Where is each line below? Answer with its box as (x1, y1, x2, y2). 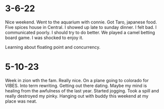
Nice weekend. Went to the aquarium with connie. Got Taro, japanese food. (5, 19, 157, 25)
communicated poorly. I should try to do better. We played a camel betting (5, 29, 156, 35)
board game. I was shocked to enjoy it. (5, 35, 83, 41)
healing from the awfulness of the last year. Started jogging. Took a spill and (5, 87, 160, 93)
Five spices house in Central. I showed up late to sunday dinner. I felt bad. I (5, 24, 157, 30)
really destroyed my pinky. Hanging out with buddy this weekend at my (5, 93, 149, 99)
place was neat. (5, 98, 37, 104)
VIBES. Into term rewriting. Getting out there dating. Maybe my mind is (5, 83, 147, 88)
